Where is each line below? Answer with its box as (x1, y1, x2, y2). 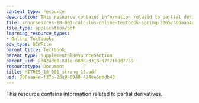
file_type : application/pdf (6, 25, 76, 31)
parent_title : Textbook (6, 47, 65, 53)
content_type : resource (6, 8, 65, 15)
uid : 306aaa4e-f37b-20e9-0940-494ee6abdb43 (6, 74, 115, 80)
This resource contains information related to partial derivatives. (6, 91, 163, 98)
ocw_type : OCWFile (6, 42, 52, 48)
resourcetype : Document (6, 63, 65, 69)
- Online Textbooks (6, 36, 54, 42)
